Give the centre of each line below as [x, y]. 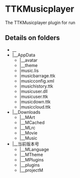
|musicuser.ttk [34, 96]
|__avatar [29, 60]
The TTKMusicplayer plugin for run [40, 22]
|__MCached [32, 122]
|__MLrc [27, 128]
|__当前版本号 [26, 144]
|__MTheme [31, 155]
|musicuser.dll [33, 91]
